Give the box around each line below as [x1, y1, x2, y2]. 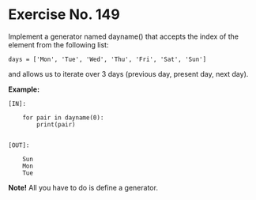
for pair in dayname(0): [22, 113, 104, 122]
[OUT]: [8, 141, 30, 149]
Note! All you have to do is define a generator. [8, 183, 158, 192]
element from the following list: [8, 40, 109, 49]
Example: [8, 85, 40, 94]
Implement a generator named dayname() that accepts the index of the [8, 32, 239, 41]
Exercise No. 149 [8, 6, 120, 24]
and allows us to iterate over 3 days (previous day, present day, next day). [8, 69, 249, 78]
